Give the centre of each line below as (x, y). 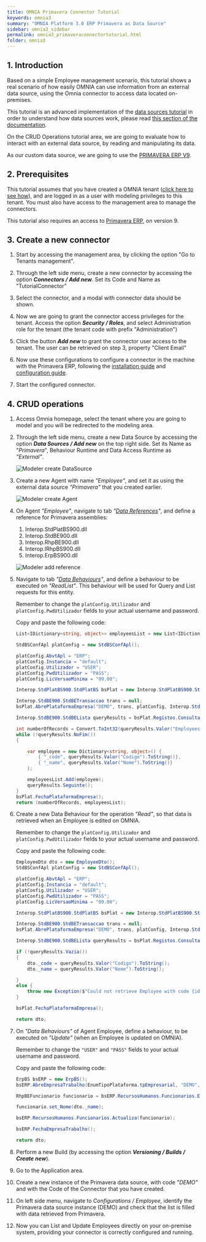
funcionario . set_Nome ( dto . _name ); (60, 1107)
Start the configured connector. (55, 385)
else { (24, 986)
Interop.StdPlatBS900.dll (56, 529)
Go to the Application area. (50, 1170)
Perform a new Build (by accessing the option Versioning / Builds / (101, 1152)
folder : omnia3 (26, 41)
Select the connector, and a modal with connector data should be (98, 298)
